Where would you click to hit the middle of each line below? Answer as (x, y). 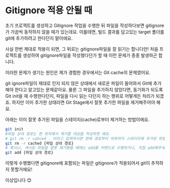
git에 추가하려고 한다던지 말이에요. (39, 38)
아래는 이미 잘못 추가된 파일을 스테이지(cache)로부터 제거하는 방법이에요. (77, 119)
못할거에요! (22, 169)
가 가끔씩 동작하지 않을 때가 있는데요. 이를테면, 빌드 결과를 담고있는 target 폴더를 (85, 32)
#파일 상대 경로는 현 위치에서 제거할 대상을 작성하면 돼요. (58, 134)
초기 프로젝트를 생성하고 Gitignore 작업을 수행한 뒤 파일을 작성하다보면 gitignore (85, 25)
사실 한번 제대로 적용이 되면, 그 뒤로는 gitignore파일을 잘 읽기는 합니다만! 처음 (82, 49)
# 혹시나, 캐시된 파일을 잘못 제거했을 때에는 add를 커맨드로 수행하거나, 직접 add (80, 148)
